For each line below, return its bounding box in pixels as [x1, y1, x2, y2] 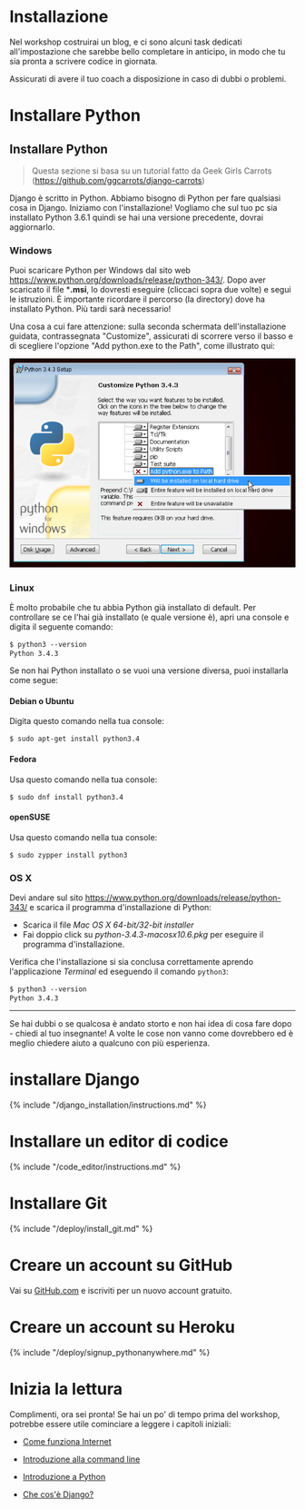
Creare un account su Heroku [9, 1316, 236, 1337]
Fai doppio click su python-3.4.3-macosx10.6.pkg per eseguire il [22, 929, 264, 940]
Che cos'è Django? [22, 1488, 94, 1500]
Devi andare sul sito [9, 892, 84, 903]
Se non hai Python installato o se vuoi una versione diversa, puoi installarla [9, 665, 289, 676]
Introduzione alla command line [22, 1454, 141, 1464]
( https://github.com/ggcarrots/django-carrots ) [31, 174, 206, 185]
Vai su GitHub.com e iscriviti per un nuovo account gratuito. [9, 1285, 233, 1296]
